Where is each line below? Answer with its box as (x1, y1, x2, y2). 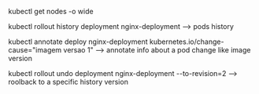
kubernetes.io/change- (149, 37, 224, 46)
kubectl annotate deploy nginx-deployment (8, 37, 148, 46)
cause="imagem (8, 45, 62, 54)
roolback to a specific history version (8, 78, 128, 86)
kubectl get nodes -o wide (8, 7, 94, 16)
